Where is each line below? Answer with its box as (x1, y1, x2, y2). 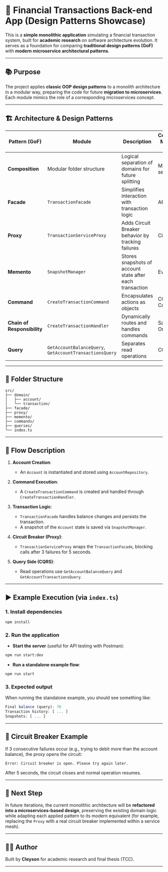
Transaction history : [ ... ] (5, 709, 68, 714)
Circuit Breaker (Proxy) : (12, 534, 62, 540)
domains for (121, 165, 150, 172)
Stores (121, 252, 137, 259)
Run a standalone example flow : (12, 661, 80, 667)
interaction (121, 192, 146, 199)
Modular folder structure (47, 165, 105, 172)
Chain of (7, 319, 28, 326)
